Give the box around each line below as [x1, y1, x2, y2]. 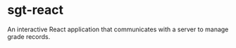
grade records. [7, 32, 51, 40]
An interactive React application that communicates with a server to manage [7, 25, 229, 33]
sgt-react [7, 2, 63, 18]
